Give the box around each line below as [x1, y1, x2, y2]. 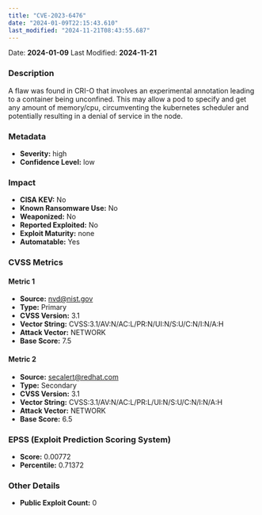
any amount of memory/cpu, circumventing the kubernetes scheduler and [8, 102, 249, 112]
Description [8, 68, 55, 79]
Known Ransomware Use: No [19, 204, 119, 213]
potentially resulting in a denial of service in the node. [8, 111, 184, 120]
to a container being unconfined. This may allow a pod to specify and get [8, 94, 247, 104]
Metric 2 [8, 354, 37, 364]
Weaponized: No [19, 212, 77, 222]
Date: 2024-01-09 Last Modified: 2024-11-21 [8, 48, 157, 58]
